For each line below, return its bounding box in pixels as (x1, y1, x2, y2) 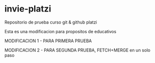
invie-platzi (4, 3, 52, 14)
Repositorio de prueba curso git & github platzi (4, 19, 98, 25)
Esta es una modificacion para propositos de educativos (4, 28, 116, 34)
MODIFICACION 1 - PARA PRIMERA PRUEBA (4, 38, 92, 44)
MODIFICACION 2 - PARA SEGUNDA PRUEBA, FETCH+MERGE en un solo (4, 47, 151, 53)
